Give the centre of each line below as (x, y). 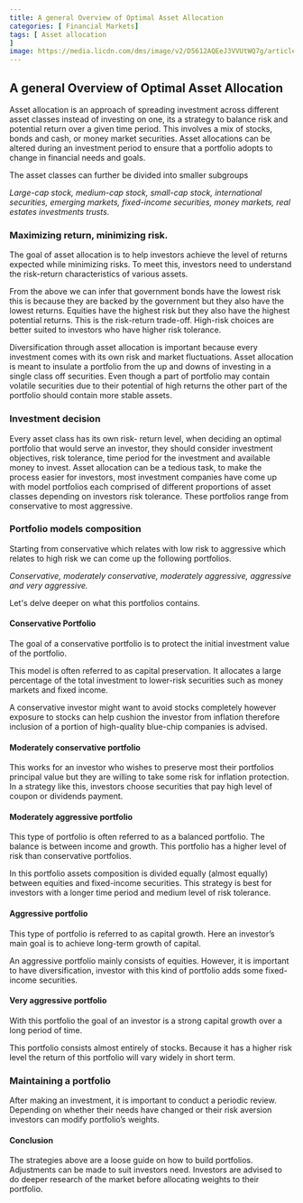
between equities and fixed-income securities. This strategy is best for (141, 883)
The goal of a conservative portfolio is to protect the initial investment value (150, 644)
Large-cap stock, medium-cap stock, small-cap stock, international (136, 192)
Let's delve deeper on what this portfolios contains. (105, 602)
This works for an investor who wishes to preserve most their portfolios (142, 768)
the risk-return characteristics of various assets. (99, 274)
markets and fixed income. (59, 690)
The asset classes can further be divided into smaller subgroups (129, 175)
